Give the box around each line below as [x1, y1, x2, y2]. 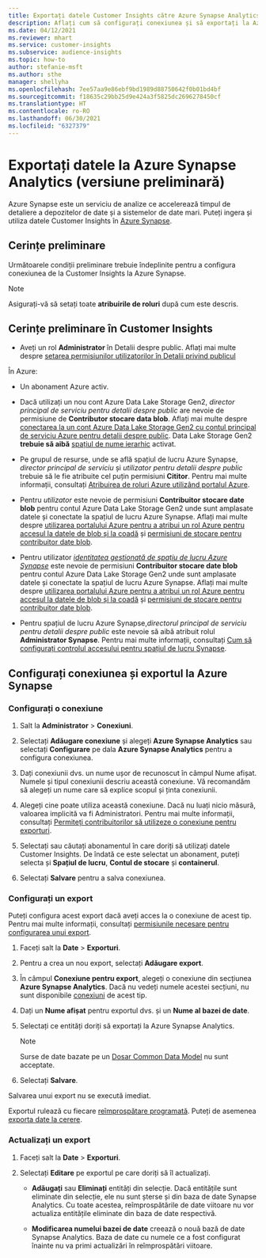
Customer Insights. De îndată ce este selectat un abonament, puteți [19, 849, 240, 859]
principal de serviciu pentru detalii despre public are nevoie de [19, 405, 224, 416]
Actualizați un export [8, 1134, 91, 1146]
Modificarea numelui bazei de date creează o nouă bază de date [31, 1224, 245, 1233]
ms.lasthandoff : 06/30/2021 [8, 115, 101, 123]
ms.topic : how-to [8, 56, 66, 64]
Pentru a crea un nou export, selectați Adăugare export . [19, 959, 204, 968]
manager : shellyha [8, 78, 69, 86]
